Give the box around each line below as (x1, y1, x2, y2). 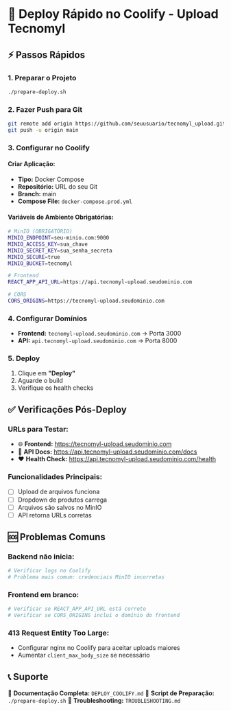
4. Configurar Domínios (8, 314, 88, 323)
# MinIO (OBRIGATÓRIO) (8, 228, 73, 235)
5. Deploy (8, 353, 40, 363)
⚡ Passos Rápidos (8, 49, 85, 60)
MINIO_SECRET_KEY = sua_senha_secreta (8, 247, 112, 254)
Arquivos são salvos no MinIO (17, 503, 102, 511)
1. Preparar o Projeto (8, 73, 77, 82)
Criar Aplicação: (8, 160, 56, 168)
